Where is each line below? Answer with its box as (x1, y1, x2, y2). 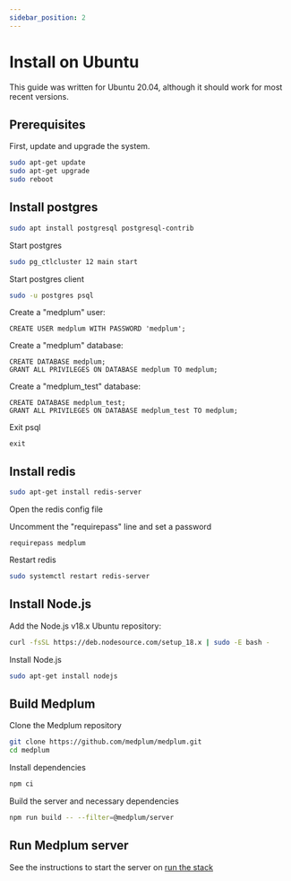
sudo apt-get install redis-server (9, 488, 142, 497)
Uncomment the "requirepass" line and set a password (9, 522, 212, 533)
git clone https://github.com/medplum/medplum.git (9, 737, 202, 746)
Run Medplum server (9, 838, 129, 853)
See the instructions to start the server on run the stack (9, 861, 213, 872)
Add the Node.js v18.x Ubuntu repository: (9, 621, 162, 631)
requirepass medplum (9, 539, 87, 548)
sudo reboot (9, 175, 54, 184)
